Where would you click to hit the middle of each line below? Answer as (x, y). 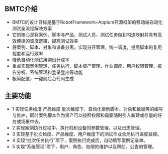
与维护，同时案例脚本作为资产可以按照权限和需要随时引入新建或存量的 (85, 115)
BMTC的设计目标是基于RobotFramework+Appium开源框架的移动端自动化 (87, 22)
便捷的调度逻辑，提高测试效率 (47, 41)
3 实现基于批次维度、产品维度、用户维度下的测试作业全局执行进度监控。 (87, 134)
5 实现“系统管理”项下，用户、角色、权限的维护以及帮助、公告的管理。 (84, 146)
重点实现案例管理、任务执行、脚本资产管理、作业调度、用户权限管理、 (85, 66)
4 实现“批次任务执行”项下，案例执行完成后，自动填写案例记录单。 (80, 140)
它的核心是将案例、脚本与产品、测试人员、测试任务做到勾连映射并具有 (85, 35)
